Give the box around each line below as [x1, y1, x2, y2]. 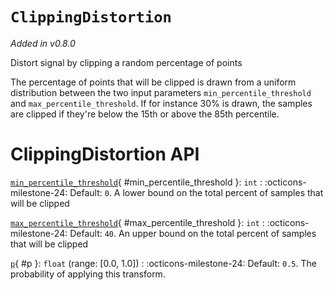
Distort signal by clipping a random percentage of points [10, 56, 243, 68]
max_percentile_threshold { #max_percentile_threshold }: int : [10, 216, 265, 228]
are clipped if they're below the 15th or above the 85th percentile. [10, 108, 280, 120]
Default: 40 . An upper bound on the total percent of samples [69, 227, 317, 239]
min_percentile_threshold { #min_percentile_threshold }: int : [10, 176, 263, 188]
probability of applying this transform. [10, 268, 166, 280]
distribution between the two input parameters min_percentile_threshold [10, 86, 312, 98]
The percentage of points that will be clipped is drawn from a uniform [10, 76, 297, 88]
